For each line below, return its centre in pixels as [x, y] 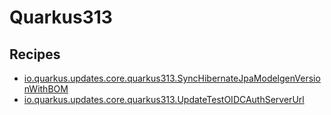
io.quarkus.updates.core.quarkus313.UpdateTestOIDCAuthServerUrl [164, 99]
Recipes [35, 54]
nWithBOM [46, 89]
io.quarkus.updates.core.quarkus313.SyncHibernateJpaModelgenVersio [172, 78]
